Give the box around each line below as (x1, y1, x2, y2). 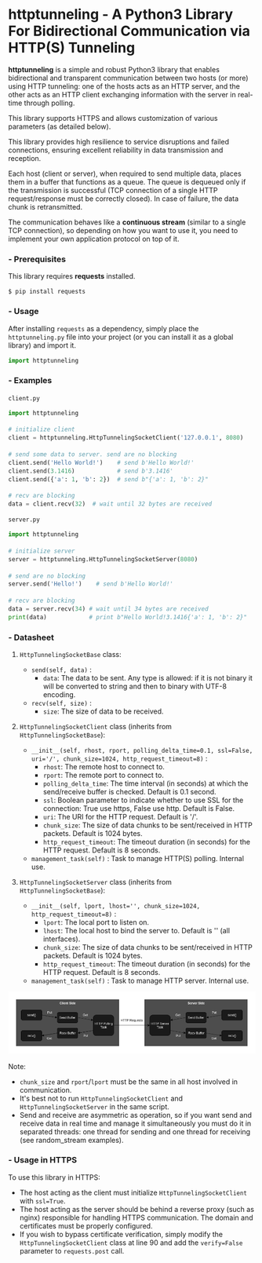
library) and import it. (8, 340, 77, 350)
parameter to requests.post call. (19, 1246, 125, 1255)
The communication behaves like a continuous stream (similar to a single (8, 217, 246, 227)
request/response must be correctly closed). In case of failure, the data (8, 194, 239, 203)
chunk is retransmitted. (8, 202, 83, 211)
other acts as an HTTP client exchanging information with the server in (8, 89, 237, 99)
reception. (8, 153, 42, 162)
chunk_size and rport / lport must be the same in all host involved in (19, 1077, 238, 1086)
